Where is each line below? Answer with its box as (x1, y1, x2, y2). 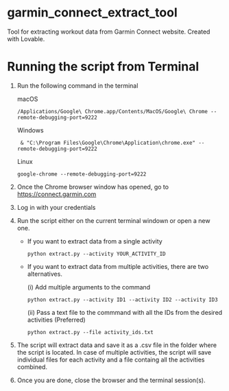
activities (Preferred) (27, 316, 86, 324)
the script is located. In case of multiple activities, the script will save (16, 348, 212, 356)
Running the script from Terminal (7, 59, 200, 75)
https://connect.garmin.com (16, 190, 97, 198)
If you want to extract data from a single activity (27, 237, 162, 245)
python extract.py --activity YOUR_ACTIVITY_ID (27, 250, 166, 257)
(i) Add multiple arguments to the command (27, 283, 151, 291)
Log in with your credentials (16, 203, 96, 211)
